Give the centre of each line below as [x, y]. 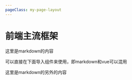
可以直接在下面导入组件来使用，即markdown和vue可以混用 [66, 61]
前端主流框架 [32, 36]
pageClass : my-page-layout [33, 10]
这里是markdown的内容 [29, 51]
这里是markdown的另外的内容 [36, 72]
